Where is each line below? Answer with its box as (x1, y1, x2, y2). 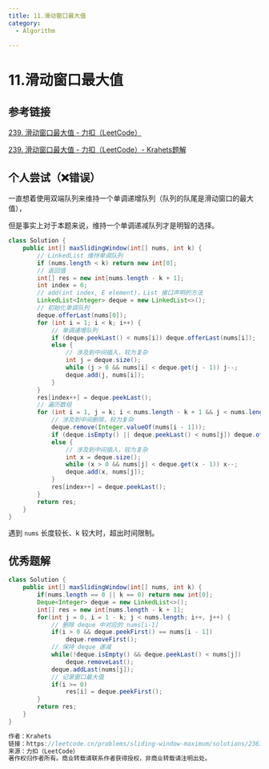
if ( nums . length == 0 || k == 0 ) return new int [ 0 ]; (37, 591, 214, 599)
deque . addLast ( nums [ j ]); (50, 665, 134, 673)
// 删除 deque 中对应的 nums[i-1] (50, 620, 159, 629)
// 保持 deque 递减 (50, 643, 112, 651)
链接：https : (8, 739, 48, 747)
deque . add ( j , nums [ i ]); (65, 371, 146, 379)
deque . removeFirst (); (65, 636, 138, 644)
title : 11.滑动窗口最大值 (8, 11, 86, 20)
